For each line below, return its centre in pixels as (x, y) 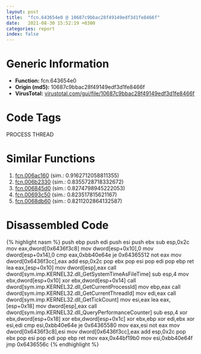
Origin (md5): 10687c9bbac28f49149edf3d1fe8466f (80, 87)
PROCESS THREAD (30, 134)
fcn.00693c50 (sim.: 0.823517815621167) (66, 194)
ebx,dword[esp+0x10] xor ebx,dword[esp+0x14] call (71, 280)
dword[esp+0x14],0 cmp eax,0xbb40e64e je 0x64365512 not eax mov (94, 255)
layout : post (23, 12)
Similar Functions (51, 159)
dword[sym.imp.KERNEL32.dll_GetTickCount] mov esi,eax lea (82, 299)
